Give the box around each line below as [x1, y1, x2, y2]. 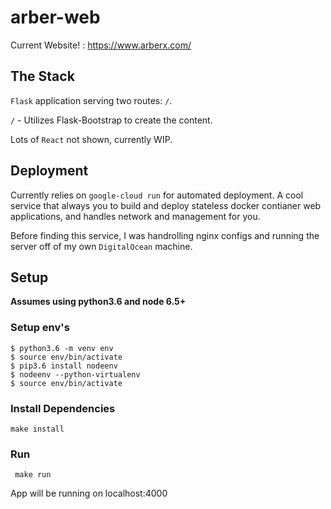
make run [14, 470, 52, 480]
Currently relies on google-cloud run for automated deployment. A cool [10, 189, 304, 201]
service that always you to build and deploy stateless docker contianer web [10, 199, 322, 211]
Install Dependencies [10, 401, 116, 415]
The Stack [10, 68, 75, 85]
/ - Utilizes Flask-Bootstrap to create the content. [10, 114, 213, 126]
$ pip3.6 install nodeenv [10, 361, 118, 371]
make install [10, 424, 65, 434]
